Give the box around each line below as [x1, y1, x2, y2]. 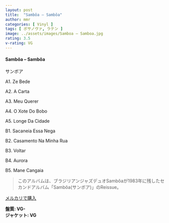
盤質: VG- [5, 206, 25, 212]
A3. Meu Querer [5, 98, 39, 104]
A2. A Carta [5, 88, 29, 94]
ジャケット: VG [5, 212, 37, 218]
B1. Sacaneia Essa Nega [5, 128, 56, 134]
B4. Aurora [5, 157, 28, 163]
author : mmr [5, 17, 30, 22]
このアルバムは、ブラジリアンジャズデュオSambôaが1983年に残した [17, 178, 160, 184]
